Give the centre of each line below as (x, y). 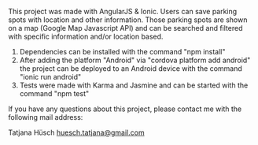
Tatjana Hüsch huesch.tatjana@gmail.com (76, 132)
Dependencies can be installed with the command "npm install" (122, 52)
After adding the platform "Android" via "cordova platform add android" (135, 60)
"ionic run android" (50, 77)
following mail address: (46, 117)
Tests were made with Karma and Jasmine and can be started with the (134, 85)
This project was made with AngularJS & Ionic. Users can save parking (123, 11)
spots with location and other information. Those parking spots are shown (128, 20)
